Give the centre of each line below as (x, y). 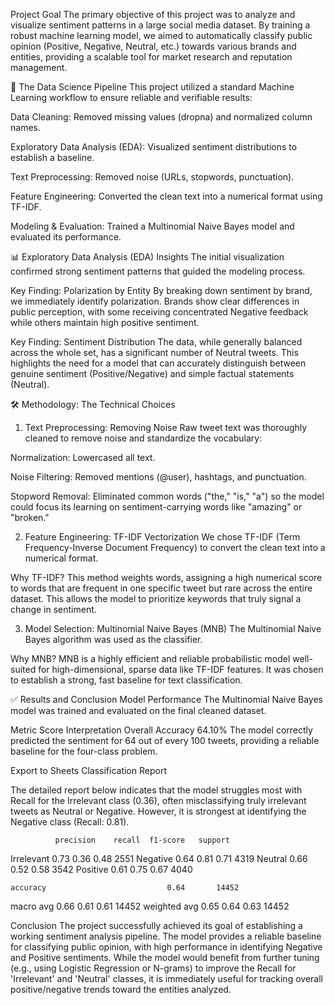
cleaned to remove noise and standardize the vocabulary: (143, 438)
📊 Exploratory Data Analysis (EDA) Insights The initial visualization (147, 257)
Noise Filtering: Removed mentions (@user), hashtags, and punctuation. (158, 477)
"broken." (30, 517)
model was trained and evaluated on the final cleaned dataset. (138, 710)
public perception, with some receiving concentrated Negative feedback (159, 312)
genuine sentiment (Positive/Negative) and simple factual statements (152, 373)
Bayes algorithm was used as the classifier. (113, 639)
